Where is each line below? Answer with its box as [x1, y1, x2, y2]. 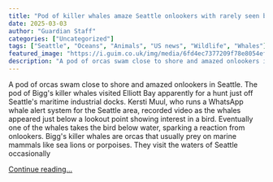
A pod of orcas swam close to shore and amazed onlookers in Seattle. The [8, 79, 258, 89]
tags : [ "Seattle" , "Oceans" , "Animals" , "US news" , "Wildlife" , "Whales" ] [8, 42, 267, 50]
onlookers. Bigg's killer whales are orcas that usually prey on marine [8, 131, 237, 141]
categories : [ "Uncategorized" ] [8, 34, 115, 43]
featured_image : [8, 50, 63, 58]
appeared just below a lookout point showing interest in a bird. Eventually [8, 114, 253, 123]
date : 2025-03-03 [8, 19, 67, 28]
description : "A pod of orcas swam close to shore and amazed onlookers [8, 58, 260, 66]
